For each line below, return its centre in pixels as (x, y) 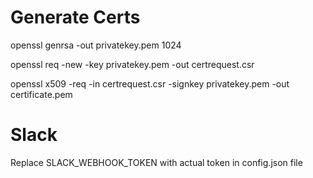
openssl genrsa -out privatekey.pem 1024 (96, 45)
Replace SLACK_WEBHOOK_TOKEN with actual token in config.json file (156, 162)
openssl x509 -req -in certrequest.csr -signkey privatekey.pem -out (150, 83)
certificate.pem (41, 94)
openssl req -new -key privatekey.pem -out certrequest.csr (132, 64)
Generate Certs (75, 17)
